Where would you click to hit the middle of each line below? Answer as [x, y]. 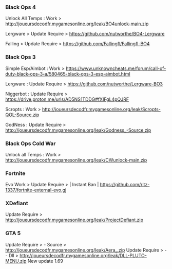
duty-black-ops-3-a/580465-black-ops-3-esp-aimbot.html [68, 74]
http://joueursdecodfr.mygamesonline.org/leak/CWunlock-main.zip [76, 160]
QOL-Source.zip [22, 115]
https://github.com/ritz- [125, 185]
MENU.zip [16, 261]
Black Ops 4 [21, 7]
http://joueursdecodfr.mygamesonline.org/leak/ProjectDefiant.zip [74, 220]
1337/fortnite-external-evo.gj [36, 190]
